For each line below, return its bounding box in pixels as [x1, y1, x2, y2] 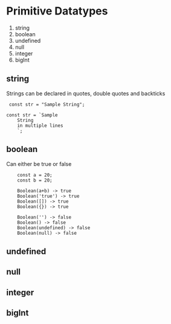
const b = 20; [17, 177, 53, 183]
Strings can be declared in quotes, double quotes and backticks [6, 89, 166, 97]
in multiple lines [17, 122, 63, 129]
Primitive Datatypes [6, 4, 108, 18]
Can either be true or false [6, 160, 72, 167]
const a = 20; [17, 172, 53, 178]
